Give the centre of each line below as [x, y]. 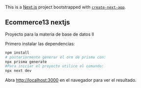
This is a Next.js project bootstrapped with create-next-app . [66, 7]
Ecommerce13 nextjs [37, 22]
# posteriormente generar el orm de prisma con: [56, 57]
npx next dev [18, 71]
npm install [17, 53]
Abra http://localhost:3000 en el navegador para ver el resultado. [71, 80]
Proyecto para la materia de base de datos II [50, 34]
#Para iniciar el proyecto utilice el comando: [55, 66]
